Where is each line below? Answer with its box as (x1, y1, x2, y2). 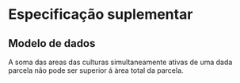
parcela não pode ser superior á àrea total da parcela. (8, 66, 184, 75)
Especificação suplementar (8, 5, 193, 23)
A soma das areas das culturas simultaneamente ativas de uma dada (8, 57, 233, 67)
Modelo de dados (8, 37, 96, 50)
